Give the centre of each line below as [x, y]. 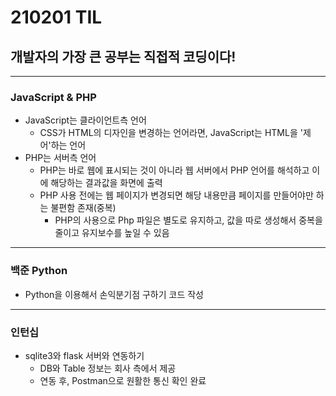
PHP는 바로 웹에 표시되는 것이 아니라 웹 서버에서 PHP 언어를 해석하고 [174, 170]
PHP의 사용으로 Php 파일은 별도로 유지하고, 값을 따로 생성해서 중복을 [188, 220]
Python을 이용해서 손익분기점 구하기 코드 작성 [114, 294]
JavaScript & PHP [53, 97]
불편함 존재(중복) [83, 208]
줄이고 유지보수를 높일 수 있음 [112, 233]
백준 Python [39, 271]
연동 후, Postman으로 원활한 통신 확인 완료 [123, 380]
